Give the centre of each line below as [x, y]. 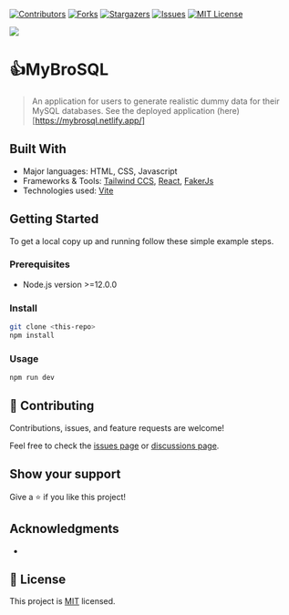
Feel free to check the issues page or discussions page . [114, 446]
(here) [228, 110]
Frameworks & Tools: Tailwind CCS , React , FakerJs [118, 180]
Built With [38, 149]
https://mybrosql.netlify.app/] [90, 120]
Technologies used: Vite [68, 190]
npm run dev [32, 378]
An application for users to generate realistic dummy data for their [155, 101]
